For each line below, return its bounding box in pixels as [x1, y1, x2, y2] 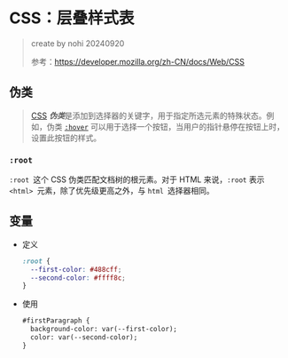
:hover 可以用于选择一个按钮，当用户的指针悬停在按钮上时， [64, 121, 285, 131]
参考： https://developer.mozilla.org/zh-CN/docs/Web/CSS [30, 56, 245, 67]
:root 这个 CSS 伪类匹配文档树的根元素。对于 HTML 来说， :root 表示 [9, 174, 265, 185]
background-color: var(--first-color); [30, 325, 177, 334]
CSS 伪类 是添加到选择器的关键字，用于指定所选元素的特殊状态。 [30, 110, 267, 121]
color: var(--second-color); [30, 333, 138, 342]
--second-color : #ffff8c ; [30, 273, 126, 282]
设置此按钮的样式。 [30, 132, 102, 143]
